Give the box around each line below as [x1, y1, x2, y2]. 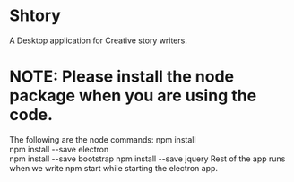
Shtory [9, 5, 61, 26]
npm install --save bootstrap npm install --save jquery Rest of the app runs [9, 153, 286, 164]
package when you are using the [9, 86, 257, 106]
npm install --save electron [9, 143, 109, 154]
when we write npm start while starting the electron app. [9, 162, 218, 173]
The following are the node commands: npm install [9, 134, 196, 144]
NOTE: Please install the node [9, 66, 235, 87]
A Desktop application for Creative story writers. [9, 35, 188, 46]
